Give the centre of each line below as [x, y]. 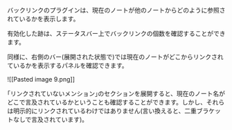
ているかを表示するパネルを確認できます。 [68, 65]
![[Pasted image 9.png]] [41, 79]
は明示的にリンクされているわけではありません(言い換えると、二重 [102, 111]
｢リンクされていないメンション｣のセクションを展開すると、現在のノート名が [116, 93]
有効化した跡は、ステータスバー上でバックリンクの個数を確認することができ [116, 34]
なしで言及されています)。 [51, 119]
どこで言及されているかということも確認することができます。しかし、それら [116, 102]
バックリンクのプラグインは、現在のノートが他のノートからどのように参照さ [116, 10]
